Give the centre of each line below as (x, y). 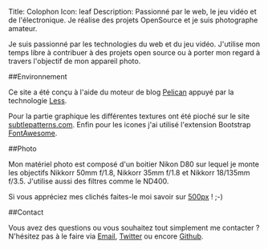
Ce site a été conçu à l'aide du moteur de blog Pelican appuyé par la (121, 92)
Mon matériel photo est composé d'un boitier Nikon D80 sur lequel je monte (134, 164)
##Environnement (38, 76)
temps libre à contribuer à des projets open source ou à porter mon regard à (134, 52)
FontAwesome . (33, 133)
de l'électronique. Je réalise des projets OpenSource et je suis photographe (133, 20)
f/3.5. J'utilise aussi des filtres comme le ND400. (89, 181)
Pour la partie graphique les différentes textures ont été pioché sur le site (129, 116)
